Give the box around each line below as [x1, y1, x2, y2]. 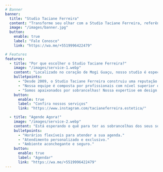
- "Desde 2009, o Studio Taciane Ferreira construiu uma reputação [17, 79, 158, 84]
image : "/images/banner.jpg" [9, 25, 68, 30]
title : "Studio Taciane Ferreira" [9, 16, 79, 21]
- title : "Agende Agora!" [9, 115, 62, 120]
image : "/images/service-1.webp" [14, 65, 81, 70]
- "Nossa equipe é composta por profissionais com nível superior [17, 83, 155, 88]
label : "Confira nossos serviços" [17, 101, 88, 107]
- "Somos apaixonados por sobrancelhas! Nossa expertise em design [17, 88, 158, 93]
